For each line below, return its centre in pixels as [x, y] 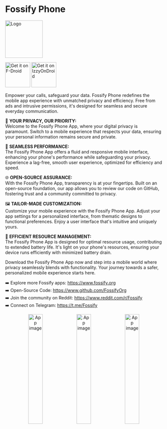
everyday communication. [32, 111]
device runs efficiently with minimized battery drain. [59, 252]
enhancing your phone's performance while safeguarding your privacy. [78, 157]
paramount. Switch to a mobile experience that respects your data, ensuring [83, 131]
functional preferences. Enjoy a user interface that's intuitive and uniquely [81, 221]
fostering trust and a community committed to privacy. [61, 193]
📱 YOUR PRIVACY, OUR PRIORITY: [41, 120]
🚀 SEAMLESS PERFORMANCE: [37, 146]
